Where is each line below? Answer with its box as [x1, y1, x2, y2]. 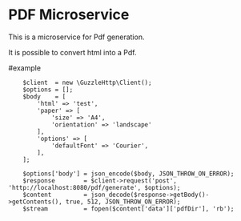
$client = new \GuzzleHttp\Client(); [22, 78, 152, 86]
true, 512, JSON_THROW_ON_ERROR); [65, 198, 181, 206]
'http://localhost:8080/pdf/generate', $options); [8, 183, 181, 191]
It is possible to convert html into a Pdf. [8, 47, 137, 57]
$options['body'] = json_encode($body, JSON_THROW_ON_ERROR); [22, 170, 235, 178]
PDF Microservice [8, 6, 130, 24]
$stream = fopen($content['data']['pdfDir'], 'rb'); [22, 204, 235, 213]
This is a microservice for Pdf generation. [8, 32, 145, 42]
